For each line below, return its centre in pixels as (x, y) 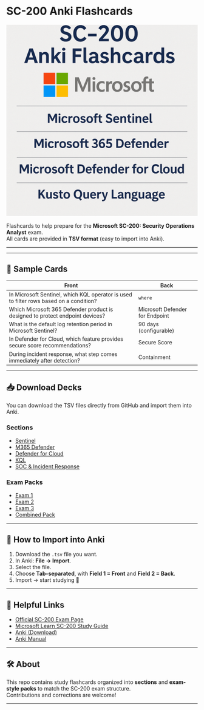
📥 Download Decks (44, 388)
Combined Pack (35, 515)
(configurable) (157, 330)
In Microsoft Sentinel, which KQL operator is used (70, 294)
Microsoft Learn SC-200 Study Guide (62, 626)
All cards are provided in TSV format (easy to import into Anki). (86, 239)
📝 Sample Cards (37, 269)
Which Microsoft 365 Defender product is (61, 309)
